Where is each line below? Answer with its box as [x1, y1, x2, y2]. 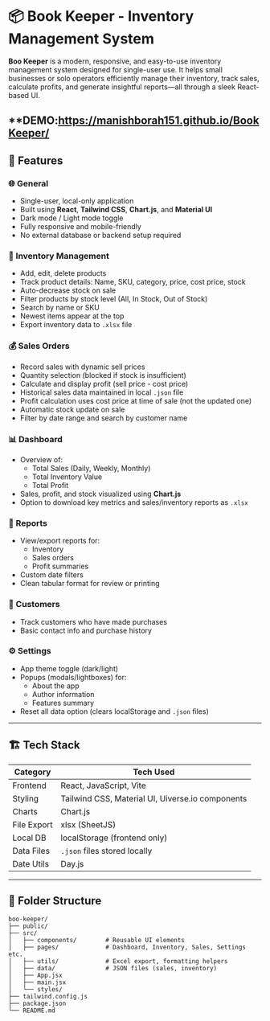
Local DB [12, 832, 47, 843]
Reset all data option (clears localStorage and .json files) [19, 706, 209, 716]
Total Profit [31, 480, 69, 490]
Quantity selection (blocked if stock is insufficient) [19, 370, 186, 379]
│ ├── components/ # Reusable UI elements [8, 937, 185, 945]
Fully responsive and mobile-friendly [19, 222, 142, 232]
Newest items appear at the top [19, 311, 125, 321]
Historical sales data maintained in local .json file [19, 387, 184, 397]
